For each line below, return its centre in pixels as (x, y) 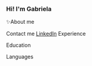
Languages (20, 57)
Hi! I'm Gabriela (29, 9)
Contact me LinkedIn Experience (46, 34)
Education (18, 45)
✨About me (20, 22)
